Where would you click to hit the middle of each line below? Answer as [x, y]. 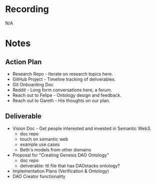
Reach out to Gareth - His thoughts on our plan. [61, 100]
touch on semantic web [44, 139]
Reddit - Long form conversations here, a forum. [62, 90]
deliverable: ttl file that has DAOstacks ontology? [70, 165]
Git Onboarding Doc [33, 84]
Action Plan [23, 62]
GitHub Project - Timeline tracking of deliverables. [64, 79]
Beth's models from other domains [55, 149]
